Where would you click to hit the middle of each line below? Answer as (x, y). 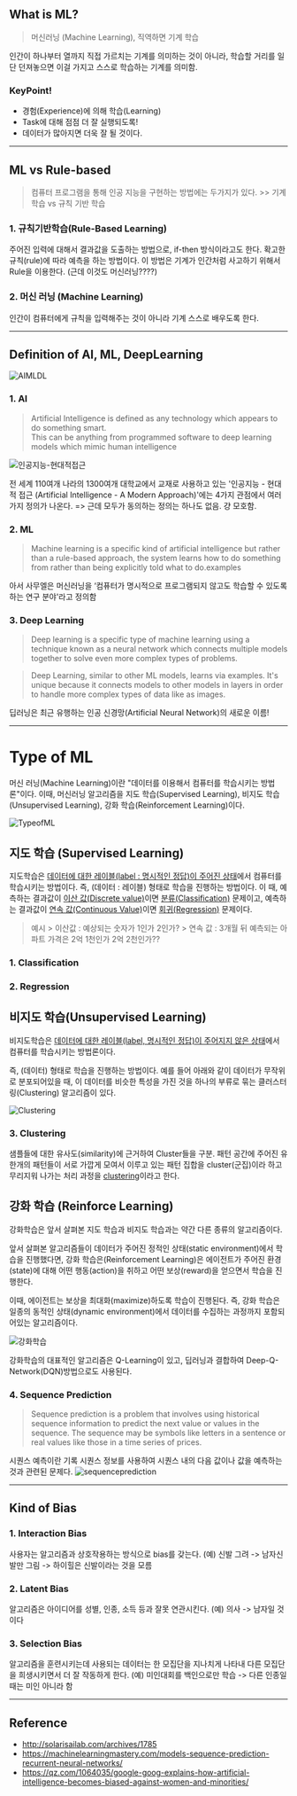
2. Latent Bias (39, 1589)
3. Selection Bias (46, 1644)
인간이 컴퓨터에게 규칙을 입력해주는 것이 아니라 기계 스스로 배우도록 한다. (134, 317)
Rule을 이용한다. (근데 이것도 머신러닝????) (83, 272)
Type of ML (51, 757)
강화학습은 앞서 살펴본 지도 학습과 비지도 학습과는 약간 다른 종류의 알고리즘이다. (146, 1229)
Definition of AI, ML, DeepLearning (106, 354)
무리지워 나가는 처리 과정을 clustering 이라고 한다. (95, 1175)
